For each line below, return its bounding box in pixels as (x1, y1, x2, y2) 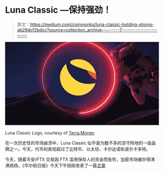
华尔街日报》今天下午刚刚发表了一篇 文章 (24, 162, 106, 168)
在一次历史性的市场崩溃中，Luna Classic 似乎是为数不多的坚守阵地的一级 (5, 140, 152, 146)
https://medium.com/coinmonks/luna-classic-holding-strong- (30, 21, 154, 27)
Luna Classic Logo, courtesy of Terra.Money (5, 130, 95, 135)
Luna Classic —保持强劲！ (5, 4, 112, 16)
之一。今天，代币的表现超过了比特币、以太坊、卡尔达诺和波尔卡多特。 (9, 146, 150, 152)
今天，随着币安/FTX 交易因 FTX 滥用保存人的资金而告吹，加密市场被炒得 (5, 156, 151, 162)
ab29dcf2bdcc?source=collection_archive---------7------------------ (17, 27, 158, 33)
